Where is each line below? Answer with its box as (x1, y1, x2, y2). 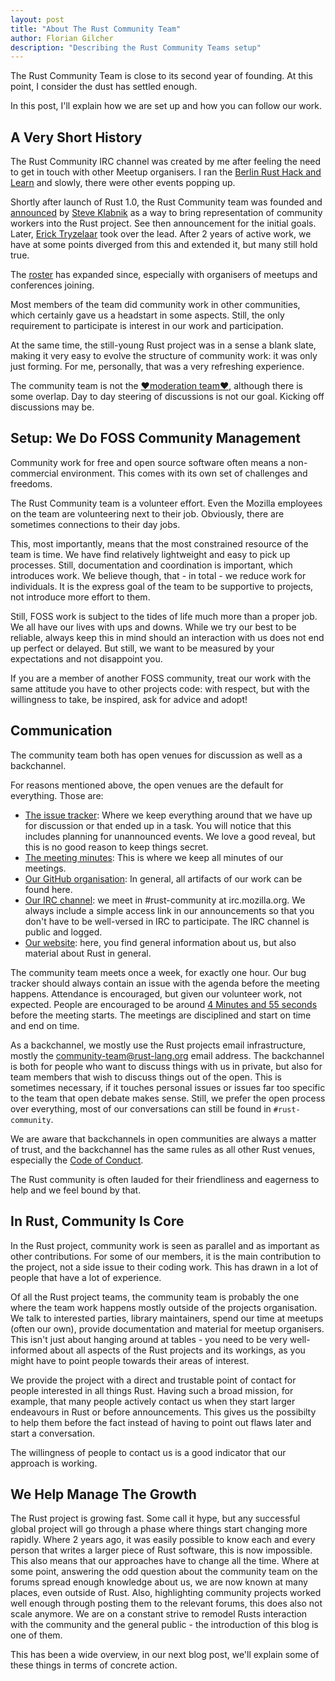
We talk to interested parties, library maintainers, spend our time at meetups (10, 1312, 324, 1324)
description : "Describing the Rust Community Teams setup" (10, 42, 262, 53)
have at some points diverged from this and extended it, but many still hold (10, 239, 318, 251)
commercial (10, 467, 59, 479)
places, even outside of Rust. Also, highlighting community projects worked (10, 1587, 322, 1599)
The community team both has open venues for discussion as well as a (10, 749, 303, 761)
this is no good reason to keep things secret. (24, 841, 209, 853)
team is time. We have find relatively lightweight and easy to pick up (10, 548, 291, 560)
